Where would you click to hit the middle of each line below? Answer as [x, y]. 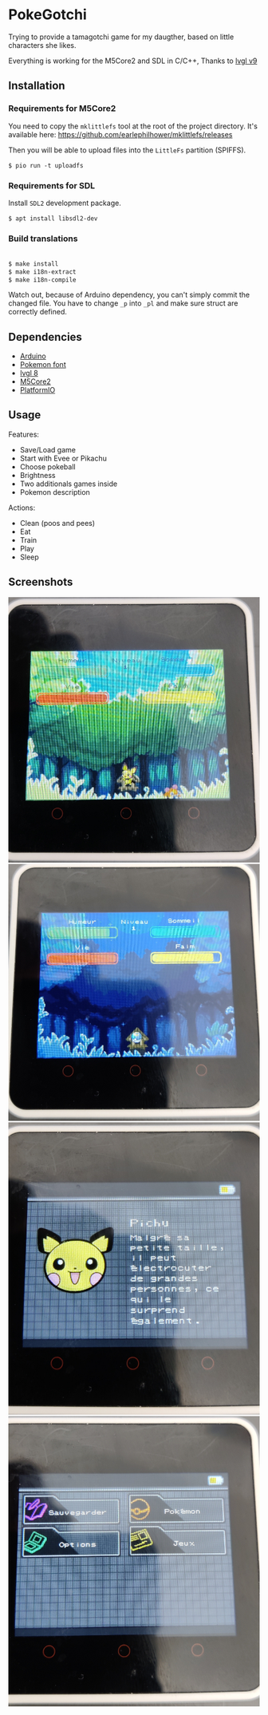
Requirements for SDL [52, 185]
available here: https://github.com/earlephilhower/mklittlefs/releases [120, 134]
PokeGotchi [48, 15]
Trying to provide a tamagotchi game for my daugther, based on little [121, 37]
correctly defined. [38, 312]
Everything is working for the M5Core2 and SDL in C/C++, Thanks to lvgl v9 [133, 61]
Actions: [22, 508]
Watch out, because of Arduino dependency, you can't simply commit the [129, 295]
